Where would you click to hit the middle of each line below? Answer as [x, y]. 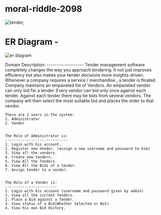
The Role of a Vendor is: [31, 183]
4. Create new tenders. [29, 157]
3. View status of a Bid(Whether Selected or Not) [57, 204]
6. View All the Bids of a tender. [41, 166]
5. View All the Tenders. [31, 161]
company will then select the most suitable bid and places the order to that [79, 101]
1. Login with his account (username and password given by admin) [74, 191]
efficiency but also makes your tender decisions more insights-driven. [75, 75]
